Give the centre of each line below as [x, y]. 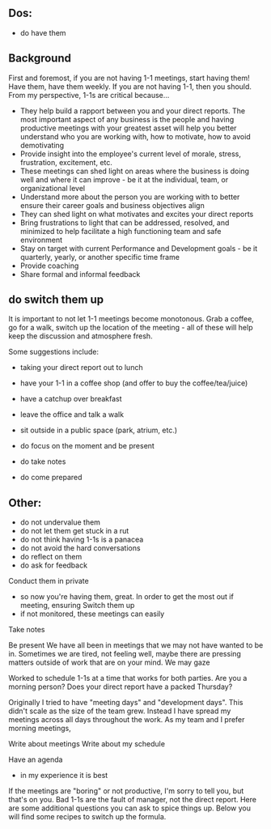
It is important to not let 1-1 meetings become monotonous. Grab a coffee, [131, 319]
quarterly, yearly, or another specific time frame [100, 257]
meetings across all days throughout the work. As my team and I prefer [127, 720]
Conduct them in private [49, 581]
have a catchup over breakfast [71, 399]
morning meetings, [40, 729]
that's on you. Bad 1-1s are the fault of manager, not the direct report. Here [133, 800]
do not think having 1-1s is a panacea [82, 540]
